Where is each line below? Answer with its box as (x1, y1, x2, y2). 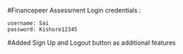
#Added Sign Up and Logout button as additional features (7, 38, 176, 47)
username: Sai (7, 20, 50, 27)
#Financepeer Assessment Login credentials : (7, 6, 142, 14)
